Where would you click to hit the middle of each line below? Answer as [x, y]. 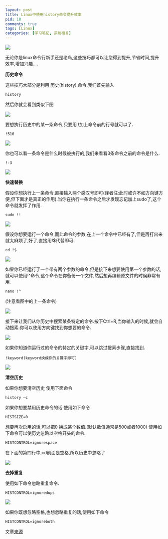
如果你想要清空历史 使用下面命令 [39, 388]
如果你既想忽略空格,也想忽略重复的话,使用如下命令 [57, 512]
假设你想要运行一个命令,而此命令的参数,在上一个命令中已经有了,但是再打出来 [84, 234]
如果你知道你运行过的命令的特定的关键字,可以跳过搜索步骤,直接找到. [75, 347]
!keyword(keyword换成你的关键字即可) [41, 358]
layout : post [19, 10]
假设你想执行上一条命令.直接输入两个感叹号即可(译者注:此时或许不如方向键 [82, 193]
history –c [17, 398]
